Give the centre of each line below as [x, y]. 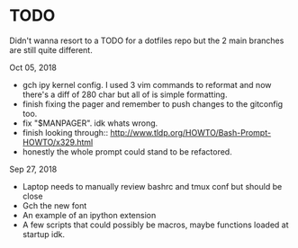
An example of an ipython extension [89, 215]
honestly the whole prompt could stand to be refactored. [127, 151]
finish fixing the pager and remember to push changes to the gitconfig [153, 103]
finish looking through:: [65, 132]
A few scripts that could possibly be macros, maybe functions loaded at [156, 225]
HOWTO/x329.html [58, 142]
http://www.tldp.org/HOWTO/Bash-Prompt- [191, 132]
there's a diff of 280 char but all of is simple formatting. [125, 94]
